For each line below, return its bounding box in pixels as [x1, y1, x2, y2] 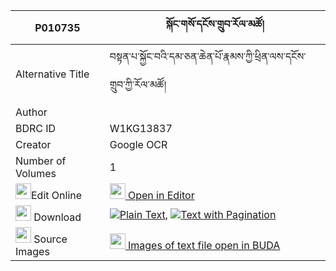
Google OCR [109, 138, 168, 151]
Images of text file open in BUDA [127, 239, 281, 252]
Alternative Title [15, 67, 90, 81]
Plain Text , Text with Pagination [119, 207, 277, 221]
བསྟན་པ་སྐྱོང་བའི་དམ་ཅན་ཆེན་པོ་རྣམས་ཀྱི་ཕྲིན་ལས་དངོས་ [109, 50, 307, 63]
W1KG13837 [109, 122, 173, 135]
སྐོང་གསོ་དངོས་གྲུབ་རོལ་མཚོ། [165, 17, 265, 31]
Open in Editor [127, 189, 195, 202]
